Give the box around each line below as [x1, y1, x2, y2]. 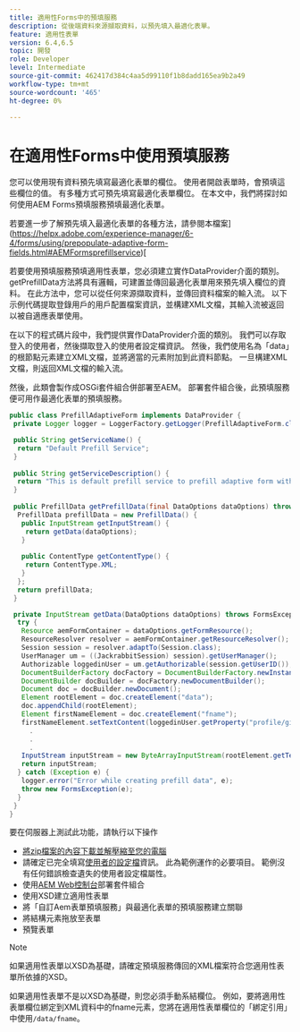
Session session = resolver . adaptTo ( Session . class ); [21, 644, 221, 652]
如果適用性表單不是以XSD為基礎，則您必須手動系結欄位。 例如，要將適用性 [9, 991, 286, 1002]
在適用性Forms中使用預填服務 [9, 145, 229, 166]
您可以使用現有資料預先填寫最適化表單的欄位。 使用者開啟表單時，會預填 [9, 176, 278, 188]
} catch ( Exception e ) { [17, 768, 110, 777]
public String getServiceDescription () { [12, 469, 170, 478]
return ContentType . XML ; [25, 560, 118, 569]
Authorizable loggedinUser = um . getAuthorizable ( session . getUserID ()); [21, 660, 294, 669]
